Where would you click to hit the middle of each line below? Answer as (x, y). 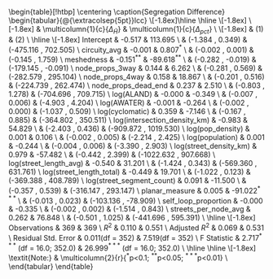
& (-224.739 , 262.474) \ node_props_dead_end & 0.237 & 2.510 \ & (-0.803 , (136, 85)
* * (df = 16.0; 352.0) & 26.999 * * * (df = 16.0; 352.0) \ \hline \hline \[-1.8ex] (132, 247)
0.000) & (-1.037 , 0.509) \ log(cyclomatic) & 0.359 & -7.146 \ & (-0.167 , (127, 111)
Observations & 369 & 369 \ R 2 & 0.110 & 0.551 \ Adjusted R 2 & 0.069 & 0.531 (136, 227)
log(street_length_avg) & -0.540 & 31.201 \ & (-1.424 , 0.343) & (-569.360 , (133, 163)
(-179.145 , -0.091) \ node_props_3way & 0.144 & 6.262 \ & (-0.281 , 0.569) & (136, 68)
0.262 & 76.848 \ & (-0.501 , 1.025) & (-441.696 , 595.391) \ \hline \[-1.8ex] (132, 218)
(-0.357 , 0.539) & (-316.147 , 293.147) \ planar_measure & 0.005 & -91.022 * (134, 190)
